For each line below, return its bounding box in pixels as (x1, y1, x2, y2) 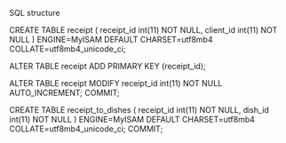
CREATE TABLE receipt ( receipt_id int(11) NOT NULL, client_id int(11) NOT (9, 25, 278, 35)
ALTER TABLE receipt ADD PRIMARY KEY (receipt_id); (9, 61, 206, 71)
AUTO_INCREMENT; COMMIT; (9, 88, 120, 98)
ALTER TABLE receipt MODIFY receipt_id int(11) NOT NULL (9, 78, 223, 88)
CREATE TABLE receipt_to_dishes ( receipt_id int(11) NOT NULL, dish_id (9, 105, 269, 115)
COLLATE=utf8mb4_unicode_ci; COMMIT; (9, 123, 163, 134)
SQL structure (9, 8, 60, 18)
